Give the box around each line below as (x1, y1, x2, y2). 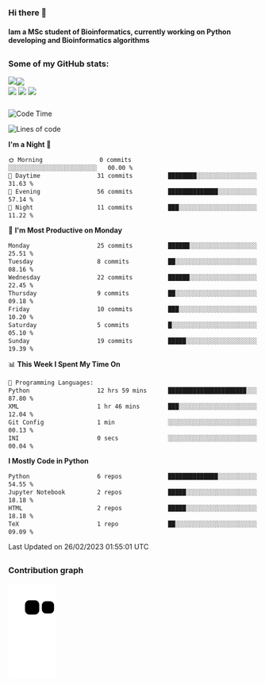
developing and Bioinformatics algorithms (8, 35, 150, 44)
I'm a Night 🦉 (8, 140, 52, 149)
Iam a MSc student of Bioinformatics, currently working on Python (8, 27, 232, 37)
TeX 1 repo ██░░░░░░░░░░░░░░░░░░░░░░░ (8, 520, 258, 529)
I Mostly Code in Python (8, 456, 89, 466)
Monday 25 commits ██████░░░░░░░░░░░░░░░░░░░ (8, 242, 258, 250)
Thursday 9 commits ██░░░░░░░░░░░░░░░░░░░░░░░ (8, 290, 258, 298)
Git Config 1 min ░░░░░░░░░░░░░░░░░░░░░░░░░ (8, 418, 258, 427)
